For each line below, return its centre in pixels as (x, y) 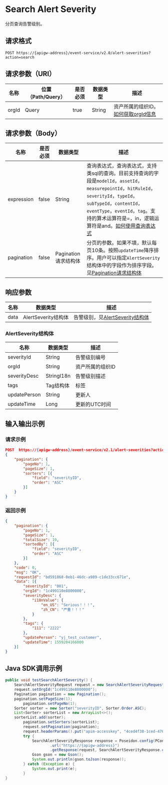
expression (21, 199)
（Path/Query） (46, 97)
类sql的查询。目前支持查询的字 (123, 173)
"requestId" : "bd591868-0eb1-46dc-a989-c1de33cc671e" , (72, 577)
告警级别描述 (90, 376)
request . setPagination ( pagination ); (61, 727)
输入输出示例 (25, 424)
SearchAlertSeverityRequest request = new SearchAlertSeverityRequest (89, 685)
